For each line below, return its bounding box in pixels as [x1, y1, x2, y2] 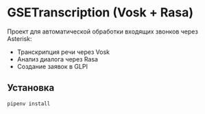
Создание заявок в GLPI [16, 62, 88, 70]
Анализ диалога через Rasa [16, 55, 98, 63]
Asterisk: [7, 34, 32, 42]
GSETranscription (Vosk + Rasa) [7, 5, 194, 20]
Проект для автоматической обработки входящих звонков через [7, 27, 199, 35]
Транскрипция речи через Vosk [16, 48, 110, 56]
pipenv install [7, 100, 51, 107]
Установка [7, 82, 55, 94]
